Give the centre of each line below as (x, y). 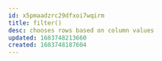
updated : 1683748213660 (48, 38)
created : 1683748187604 (48, 45)
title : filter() (35, 23)
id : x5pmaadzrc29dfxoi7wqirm (56, 15)
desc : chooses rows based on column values (81, 30)
